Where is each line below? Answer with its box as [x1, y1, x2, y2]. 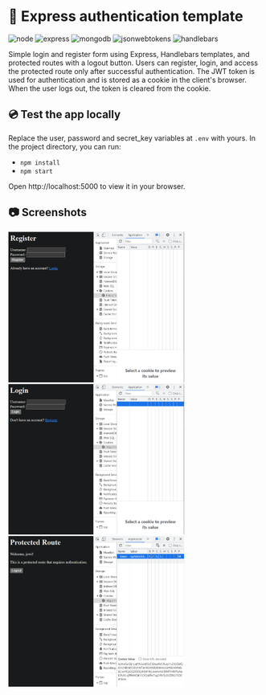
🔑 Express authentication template [8, 7, 243, 26]
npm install [19, 158, 60, 167]
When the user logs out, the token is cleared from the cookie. [8, 84, 211, 93]
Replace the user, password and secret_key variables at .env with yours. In [8, 133, 256, 143]
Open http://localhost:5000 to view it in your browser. [8, 181, 186, 191]
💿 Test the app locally [8, 108, 121, 121]
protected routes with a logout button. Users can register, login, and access [8, 58, 259, 67]
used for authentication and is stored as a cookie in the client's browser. [8, 75, 247, 84]
